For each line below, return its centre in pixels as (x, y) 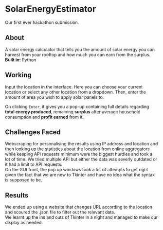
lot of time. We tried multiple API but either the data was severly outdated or (81, 159)
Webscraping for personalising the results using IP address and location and (81, 144)
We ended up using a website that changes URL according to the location (79, 207)
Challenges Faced (33, 132)
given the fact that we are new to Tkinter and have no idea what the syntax (80, 175)
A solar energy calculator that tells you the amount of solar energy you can (80, 49)
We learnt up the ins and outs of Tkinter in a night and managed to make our (81, 217)
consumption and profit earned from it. (45, 117)
